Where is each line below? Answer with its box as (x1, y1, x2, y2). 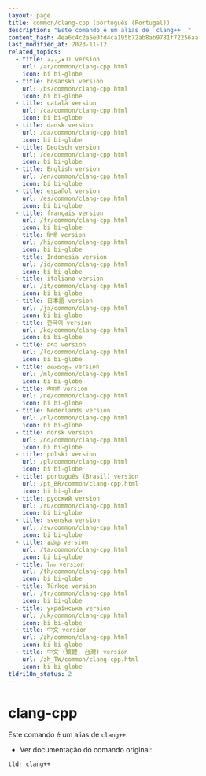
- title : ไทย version (15, 560, 84, 568)
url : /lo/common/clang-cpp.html (22, 348, 128, 357)
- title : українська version (15, 604, 111, 612)
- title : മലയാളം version (15, 363, 100, 371)
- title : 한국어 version (15, 319, 92, 327)
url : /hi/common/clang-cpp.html (22, 238, 128, 246)
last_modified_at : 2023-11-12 (8, 41, 108, 49)
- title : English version (15, 165, 101, 173)
